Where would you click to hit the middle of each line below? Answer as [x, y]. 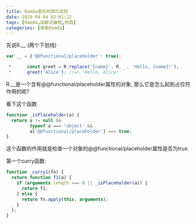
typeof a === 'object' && [61, 126]
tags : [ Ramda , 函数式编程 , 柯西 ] [41, 22]
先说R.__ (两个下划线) [31, 45]
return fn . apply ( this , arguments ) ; [65, 199]
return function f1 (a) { [42, 178]
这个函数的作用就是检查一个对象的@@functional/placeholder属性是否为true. [98, 149]
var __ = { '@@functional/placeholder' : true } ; [64, 56]
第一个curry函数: [26, 161]
